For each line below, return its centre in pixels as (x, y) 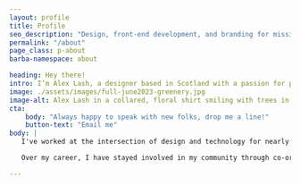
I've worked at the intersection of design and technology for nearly (155, 142)
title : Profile (37, 26)
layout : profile (39, 17)
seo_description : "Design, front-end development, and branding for (139, 34)
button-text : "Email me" (71, 125)
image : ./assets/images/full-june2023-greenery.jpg (107, 92)
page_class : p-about (48, 51)
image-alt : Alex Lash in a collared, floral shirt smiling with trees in (150, 100)
